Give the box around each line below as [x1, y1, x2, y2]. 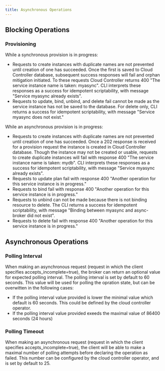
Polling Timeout [5, 328, 44, 335]
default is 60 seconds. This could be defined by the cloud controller [12, 300, 151, 305]
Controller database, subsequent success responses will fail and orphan [12, 72, 160, 78]
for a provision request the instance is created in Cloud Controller [12, 144, 146, 150]
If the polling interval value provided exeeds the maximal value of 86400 [12, 310, 160, 316]
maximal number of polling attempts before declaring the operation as [5, 350, 148, 356]
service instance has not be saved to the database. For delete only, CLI [12, 104, 158, 110]
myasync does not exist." [12, 114, 64, 120]
